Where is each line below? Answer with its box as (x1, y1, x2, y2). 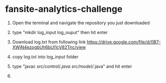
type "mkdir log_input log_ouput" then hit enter (12, 29, 108, 35)
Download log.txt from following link (12, 39, 86, 45)
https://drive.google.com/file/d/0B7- (86, 39, 161, 45)
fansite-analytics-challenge (5, 3, 123, 15)
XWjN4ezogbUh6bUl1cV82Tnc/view (12, 44, 86, 50)
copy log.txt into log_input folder (12, 53, 79, 60)
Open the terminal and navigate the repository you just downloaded (12, 20, 150, 26)
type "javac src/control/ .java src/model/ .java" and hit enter (12, 63, 132, 69)
